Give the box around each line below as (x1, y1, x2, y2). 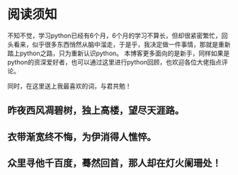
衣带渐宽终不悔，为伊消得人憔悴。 (7, 130, 157, 142)
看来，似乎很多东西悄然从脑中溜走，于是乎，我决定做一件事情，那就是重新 (13, 40, 231, 48)
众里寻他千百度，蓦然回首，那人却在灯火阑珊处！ (7, 157, 222, 169)
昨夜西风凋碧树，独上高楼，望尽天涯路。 (7, 104, 184, 117)
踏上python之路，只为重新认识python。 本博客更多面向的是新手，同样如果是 (7, 49, 230, 57)
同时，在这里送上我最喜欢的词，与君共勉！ (7, 81, 132, 90)
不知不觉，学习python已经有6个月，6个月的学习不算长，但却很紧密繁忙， (7, 31, 222, 40)
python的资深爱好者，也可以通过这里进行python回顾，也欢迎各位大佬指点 (7, 57, 222, 66)
